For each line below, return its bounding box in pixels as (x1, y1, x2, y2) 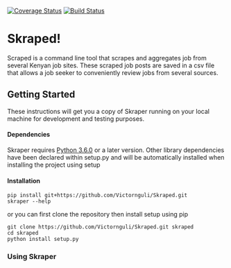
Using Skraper (7, 252, 57, 262)
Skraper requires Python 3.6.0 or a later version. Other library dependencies (7, 146, 225, 154)
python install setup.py (7, 236, 79, 243)
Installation (7, 176, 40, 185)
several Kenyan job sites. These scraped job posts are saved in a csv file (7, 61, 215, 69)
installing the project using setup (7, 160, 101, 169)
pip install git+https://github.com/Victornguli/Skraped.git (7, 192, 188, 199)
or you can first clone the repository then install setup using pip (7, 210, 189, 219)
